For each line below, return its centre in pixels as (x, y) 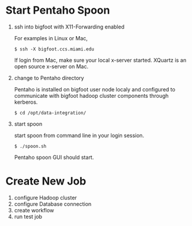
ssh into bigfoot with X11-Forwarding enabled (69, 27)
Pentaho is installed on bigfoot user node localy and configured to (95, 89)
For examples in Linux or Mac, (51, 38)
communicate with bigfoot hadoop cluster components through (91, 96)
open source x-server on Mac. (51, 66)
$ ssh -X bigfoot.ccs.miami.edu (54, 49)
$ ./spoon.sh (30, 146)
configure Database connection (53, 204)
